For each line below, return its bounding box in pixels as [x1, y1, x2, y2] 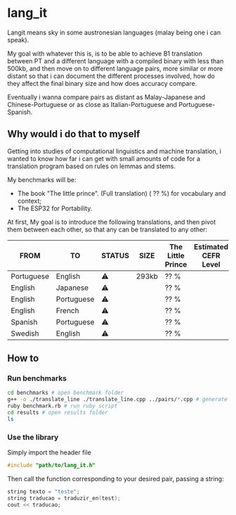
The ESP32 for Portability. [17, 204, 93, 212]
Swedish [11, 329, 39, 338]
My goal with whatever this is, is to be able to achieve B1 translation [7, 49, 202, 58]
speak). [7, 35, 29, 44]
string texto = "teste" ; [7, 488, 80, 495]
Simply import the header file [7, 448, 91, 457]
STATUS [101, 250, 130, 260]
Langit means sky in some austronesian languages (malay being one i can [7, 28, 221, 37]
